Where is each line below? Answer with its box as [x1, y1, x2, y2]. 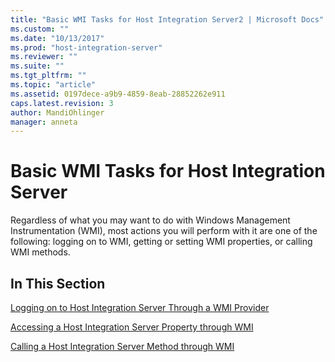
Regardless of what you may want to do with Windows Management [10, 214, 291, 226]
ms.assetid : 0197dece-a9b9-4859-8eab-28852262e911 [10, 89, 226, 99]
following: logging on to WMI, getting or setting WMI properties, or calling [10, 236, 313, 248]
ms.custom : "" [10, 24, 70, 34]
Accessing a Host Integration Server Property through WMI [10, 321, 254, 333]
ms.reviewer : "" [10, 52, 78, 62]
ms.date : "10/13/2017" [10, 33, 105, 43]
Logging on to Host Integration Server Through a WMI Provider [10, 302, 270, 313]
